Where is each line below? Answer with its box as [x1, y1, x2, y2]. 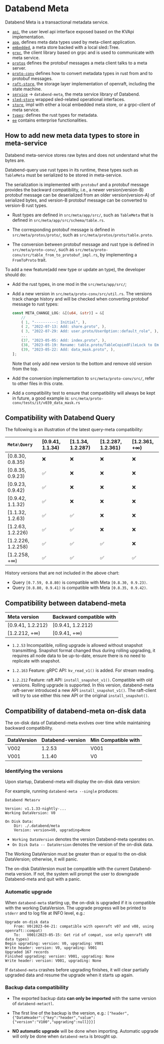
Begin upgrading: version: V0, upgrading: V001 [5, 941, 104, 946]
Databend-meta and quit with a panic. [5, 876, 82, 882]
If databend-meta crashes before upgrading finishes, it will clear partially [5, 967, 149, 972]
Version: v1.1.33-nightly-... [5, 806, 67, 812]
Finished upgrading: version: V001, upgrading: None [5, 954, 115, 959]
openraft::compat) [5, 928, 42, 933]
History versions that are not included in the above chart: [5, 570, 120, 576]
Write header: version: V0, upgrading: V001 [5, 945, 97, 950]
